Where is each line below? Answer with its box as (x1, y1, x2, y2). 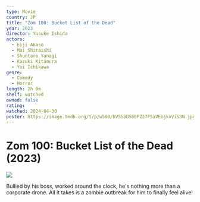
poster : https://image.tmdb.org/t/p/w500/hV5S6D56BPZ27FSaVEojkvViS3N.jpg (6, 113, 196, 119)
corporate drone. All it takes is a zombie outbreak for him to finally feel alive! (6, 189, 193, 196)
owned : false (6, 97, 39, 103)
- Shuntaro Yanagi (11, 53, 58, 59)
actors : (6, 36, 26, 42)
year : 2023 (6, 25, 33, 31)
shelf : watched (6, 91, 44, 97)
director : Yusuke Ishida (6, 31, 68, 37)
